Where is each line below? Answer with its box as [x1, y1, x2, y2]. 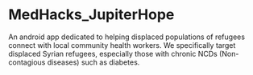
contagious [8, 57, 46, 67]
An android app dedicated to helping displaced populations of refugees [8, 32, 246, 41]
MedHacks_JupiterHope [8, 6, 175, 24]
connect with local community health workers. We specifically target [8, 40, 236, 49]
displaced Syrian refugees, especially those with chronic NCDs [8, 49, 218, 58]
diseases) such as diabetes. [47, 57, 140, 67]
